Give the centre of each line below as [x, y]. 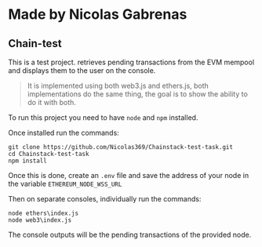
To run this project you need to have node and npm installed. [103, 118]
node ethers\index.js [44, 213]
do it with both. [52, 102]
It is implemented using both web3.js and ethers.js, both [118, 85]
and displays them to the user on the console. [82, 71]
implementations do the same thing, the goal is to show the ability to [138, 94]
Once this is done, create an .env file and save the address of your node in [129, 175]
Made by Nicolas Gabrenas [98, 15]
